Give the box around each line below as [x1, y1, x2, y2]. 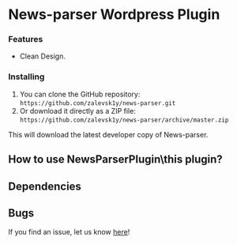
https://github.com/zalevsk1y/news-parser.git [19, 99, 176, 107]
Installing [8, 71, 45, 82]
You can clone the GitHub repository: [19, 89, 141, 99]
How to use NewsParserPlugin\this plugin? [8, 152, 223, 167]
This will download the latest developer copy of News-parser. [8, 130, 209, 139]
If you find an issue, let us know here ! [8, 227, 130, 237]
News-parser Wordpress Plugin [8, 6, 220, 24]
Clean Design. [19, 51, 66, 61]
